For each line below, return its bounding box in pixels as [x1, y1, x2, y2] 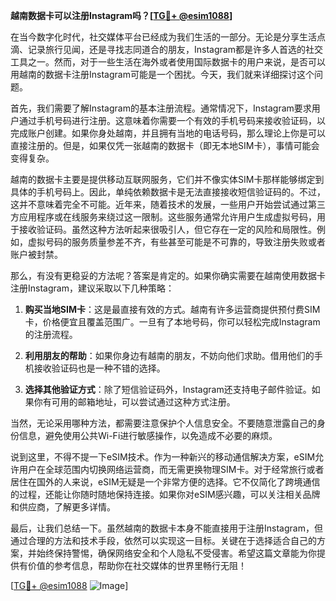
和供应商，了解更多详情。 [10, 501, 116, 513]
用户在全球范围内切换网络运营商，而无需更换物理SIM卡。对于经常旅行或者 [18, 464, 325, 475]
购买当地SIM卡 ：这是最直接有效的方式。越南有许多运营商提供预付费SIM [24, 304, 321, 315]
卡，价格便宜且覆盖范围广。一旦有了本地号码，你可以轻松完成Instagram [24, 316, 321, 328]
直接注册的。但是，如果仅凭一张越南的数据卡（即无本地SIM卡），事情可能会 [10, 140, 320, 151]
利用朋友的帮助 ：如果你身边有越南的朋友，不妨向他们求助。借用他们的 [24, 350, 315, 361]
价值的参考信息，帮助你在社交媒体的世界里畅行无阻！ [27, 560, 247, 571]
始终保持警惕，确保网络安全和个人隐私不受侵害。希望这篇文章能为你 [36, 547, 317, 559]
